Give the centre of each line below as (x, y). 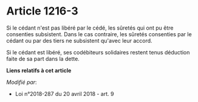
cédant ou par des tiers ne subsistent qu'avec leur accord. (80, 40)
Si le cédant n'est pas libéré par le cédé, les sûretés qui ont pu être (90, 28)
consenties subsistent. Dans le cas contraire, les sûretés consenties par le (99, 34)
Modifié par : (22, 82)
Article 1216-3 (43, 11)
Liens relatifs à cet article (39, 70)
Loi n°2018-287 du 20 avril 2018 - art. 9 (64, 94)
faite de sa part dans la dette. (43, 59)
